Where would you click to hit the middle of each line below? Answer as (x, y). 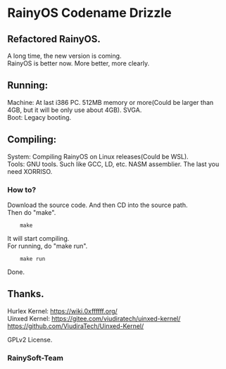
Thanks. (26, 294)
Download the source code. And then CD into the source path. (98, 205)
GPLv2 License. (30, 339)
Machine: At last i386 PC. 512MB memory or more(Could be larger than (111, 102)
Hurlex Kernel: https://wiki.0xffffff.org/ (62, 311)
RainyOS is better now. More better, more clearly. (79, 63)
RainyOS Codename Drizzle (89, 13)
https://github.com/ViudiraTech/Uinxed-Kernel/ (76, 326)
